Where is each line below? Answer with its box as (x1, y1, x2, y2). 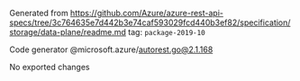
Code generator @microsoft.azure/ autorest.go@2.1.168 (9, 44, 214, 55)
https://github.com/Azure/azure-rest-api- (70, 8, 223, 18)
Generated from (9, 8, 69, 18)
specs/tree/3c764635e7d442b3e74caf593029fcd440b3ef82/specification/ (9, 17, 291, 28)
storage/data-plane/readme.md (9, 27, 126, 37)
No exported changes (9, 62, 90, 72)
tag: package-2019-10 (127, 27, 205, 37)
